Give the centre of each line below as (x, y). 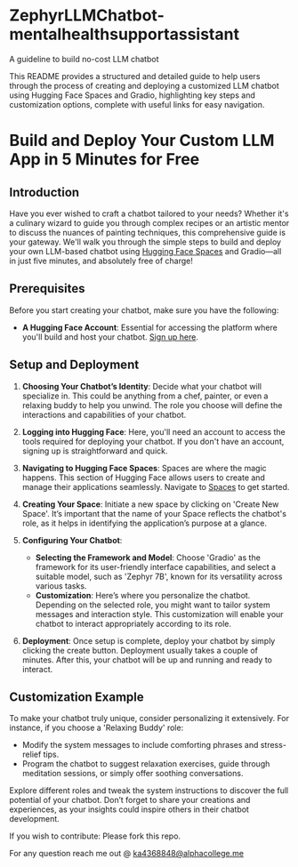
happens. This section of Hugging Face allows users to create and (143, 478)
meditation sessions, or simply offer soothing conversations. (133, 774)
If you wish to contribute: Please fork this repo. (95, 836)
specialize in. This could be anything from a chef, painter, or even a (145, 396)
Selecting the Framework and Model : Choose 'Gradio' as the (148, 558)
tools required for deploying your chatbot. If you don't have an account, (153, 441)
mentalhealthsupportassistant (125, 34)
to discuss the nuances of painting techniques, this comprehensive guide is (148, 232)
